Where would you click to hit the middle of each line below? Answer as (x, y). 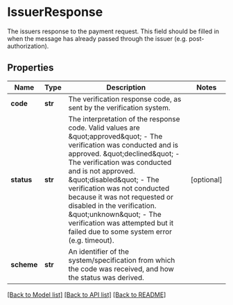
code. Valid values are (104, 128)
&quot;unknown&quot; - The (115, 214)
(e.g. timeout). (91, 240)
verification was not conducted (119, 188)
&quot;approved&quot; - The (115, 136)
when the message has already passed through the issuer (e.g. (97, 38)
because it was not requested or (121, 197)
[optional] (206, 180)
